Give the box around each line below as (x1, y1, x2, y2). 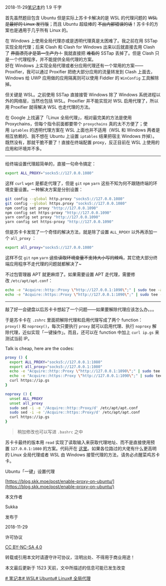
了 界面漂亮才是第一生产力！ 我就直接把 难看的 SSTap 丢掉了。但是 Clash (5, 50, 154, 56)
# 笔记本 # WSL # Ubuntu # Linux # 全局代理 (5, 576, 91, 581)
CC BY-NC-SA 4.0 (5, 544, 42, 550)
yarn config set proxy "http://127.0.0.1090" (5, 215, 100, 220)
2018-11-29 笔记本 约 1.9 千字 (5, 4, 62, 10)
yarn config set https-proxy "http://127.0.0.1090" (5, 220, 114, 225)
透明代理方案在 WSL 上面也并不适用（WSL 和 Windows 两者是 (34, 127, 161, 133)
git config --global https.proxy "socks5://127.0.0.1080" (5, 201, 127, 206)
